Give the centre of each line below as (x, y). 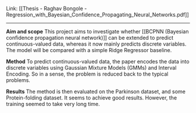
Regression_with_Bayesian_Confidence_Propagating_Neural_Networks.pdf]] (98, 15)
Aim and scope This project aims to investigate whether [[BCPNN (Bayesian (97, 31)
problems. (18, 80)
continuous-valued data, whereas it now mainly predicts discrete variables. (96, 44)
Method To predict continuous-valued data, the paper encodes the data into (98, 61)
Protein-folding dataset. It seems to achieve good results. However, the (92, 98)
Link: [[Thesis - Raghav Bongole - (47, 8)
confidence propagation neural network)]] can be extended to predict (90, 38)
